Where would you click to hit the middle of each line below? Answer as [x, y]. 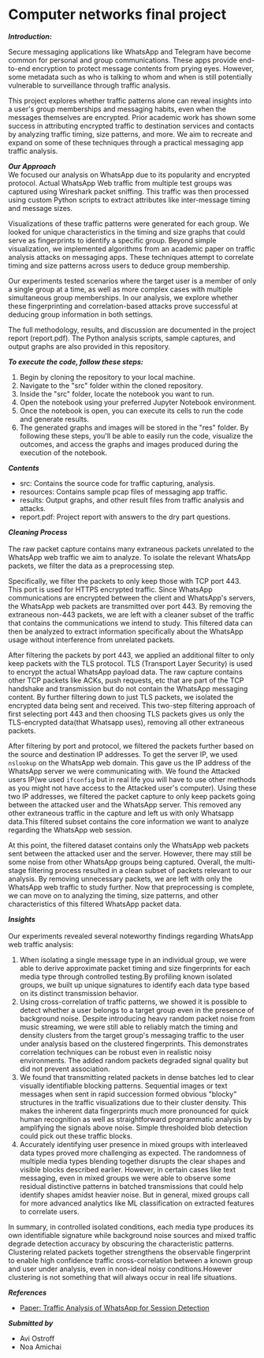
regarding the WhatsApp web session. [70, 829]
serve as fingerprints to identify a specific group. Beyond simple [112, 240]
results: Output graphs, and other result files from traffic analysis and [132, 500]
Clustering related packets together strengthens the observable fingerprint [129, 1252]
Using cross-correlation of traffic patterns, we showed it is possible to [133, 1002]
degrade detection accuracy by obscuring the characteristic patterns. [121, 1243]
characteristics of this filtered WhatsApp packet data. [95, 904]
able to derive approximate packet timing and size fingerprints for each [135, 968]
